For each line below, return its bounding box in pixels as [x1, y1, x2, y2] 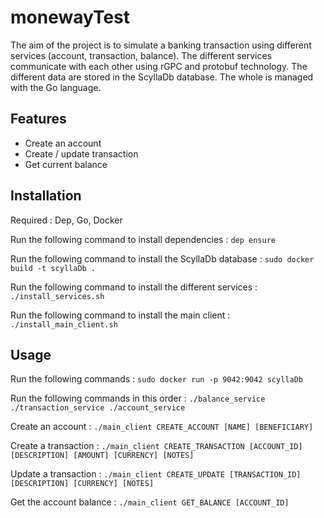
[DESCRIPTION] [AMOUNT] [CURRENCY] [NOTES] [10, 451, 195, 461]
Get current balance [24, 158, 108, 170]
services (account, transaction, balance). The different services [10, 49, 273, 61]
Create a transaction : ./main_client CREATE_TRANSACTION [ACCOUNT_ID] [10, 440, 303, 452]
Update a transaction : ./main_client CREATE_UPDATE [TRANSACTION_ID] [10, 468, 302, 480]
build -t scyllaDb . [10, 263, 97, 273]
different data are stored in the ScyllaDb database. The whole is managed [10, 71, 314, 83]
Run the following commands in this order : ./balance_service [10, 392, 266, 405]
